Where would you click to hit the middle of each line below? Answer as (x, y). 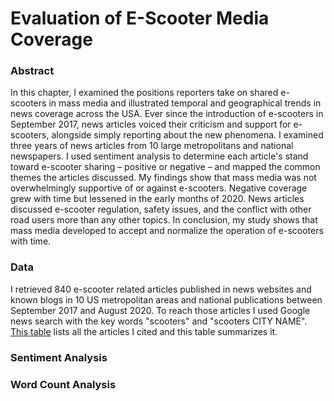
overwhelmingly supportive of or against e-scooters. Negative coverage (159, 188)
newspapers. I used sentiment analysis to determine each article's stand (159, 156)
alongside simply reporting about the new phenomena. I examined (187, 135)
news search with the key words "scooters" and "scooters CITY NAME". (159, 321)
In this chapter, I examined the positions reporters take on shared (144, 93)
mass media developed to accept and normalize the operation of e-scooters (167, 231)
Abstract (32, 71)
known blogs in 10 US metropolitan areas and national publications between (166, 299)
